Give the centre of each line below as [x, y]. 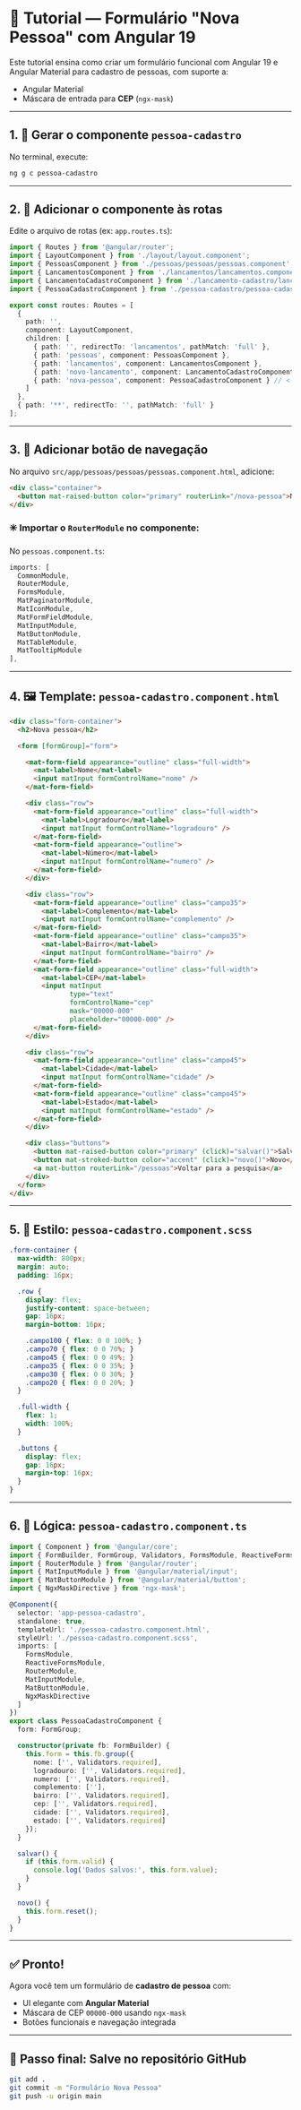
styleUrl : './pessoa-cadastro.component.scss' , [108, 1638]
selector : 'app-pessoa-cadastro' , [82, 1613]
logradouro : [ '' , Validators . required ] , [109, 1770]
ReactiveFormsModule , [65, 1663]
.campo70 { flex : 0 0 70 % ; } [80, 1349]
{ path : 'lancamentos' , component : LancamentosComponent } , [147, 363]
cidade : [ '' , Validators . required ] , [101, 1813]
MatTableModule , [47, 642]
